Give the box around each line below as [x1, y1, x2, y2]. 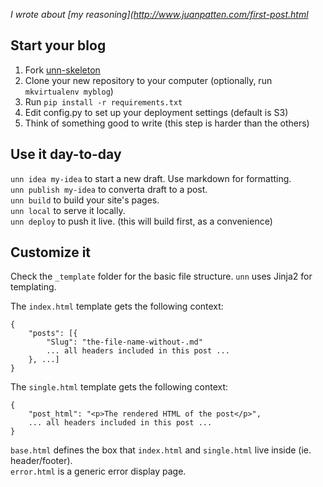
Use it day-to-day [10, 146, 122, 163]
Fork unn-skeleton [24, 64, 101, 76]
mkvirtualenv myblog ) [24, 85, 114, 97]
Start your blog [10, 37, 107, 54]
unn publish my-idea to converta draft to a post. [10, 183, 208, 195]
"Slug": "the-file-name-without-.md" [46, 337, 203, 348]
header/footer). [10, 455, 73, 467]
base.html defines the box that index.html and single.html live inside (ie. [10, 444, 312, 456]
